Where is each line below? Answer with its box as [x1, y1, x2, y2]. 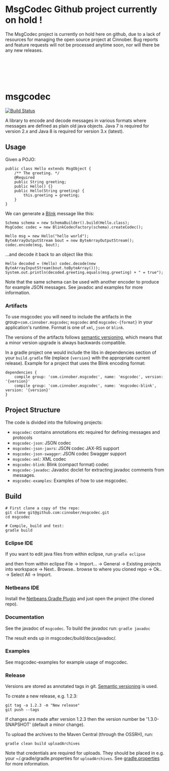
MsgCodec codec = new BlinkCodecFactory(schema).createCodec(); [5, 224, 143, 230]
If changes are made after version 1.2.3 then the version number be [5, 716, 145, 722]
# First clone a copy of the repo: [5, 505, 80, 511]
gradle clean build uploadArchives [5, 741, 80, 746]
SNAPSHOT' [5, 721, 31, 727]
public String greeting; [14, 179, 67, 184]
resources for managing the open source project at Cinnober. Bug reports [5, 36, 158, 43]
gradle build [5, 527, 33, 533]
